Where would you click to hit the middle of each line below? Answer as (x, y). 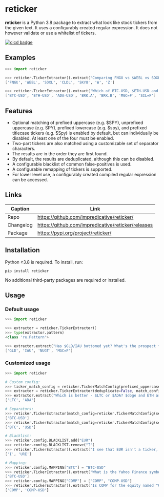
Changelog (20, 225)
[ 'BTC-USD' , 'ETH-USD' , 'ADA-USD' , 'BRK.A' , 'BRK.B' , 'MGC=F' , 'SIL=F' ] (81, 96)
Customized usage (28, 363)
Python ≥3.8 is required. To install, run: (44, 262)
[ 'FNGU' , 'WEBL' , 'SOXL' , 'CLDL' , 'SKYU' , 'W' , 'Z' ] (60, 82)
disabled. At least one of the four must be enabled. (63, 138)
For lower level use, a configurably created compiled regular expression (84, 174)
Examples (20, 58)
